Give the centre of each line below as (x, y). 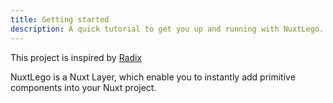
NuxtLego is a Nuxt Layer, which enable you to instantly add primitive (153, 77)
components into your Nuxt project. (83, 87)
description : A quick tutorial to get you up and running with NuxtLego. (167, 29)
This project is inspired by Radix (76, 57)
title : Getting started (60, 19)
